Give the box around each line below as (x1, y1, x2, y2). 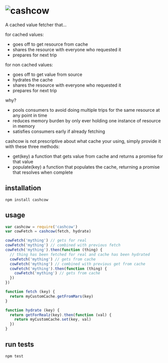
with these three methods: (5, 143, 60, 150)
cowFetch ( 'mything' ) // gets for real (5, 238, 87, 243)
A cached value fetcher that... (5, 22, 67, 28)
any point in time (12, 112, 47, 118)
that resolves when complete (12, 169, 73, 175)
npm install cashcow (5, 197, 49, 202)
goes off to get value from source (12, 71, 82, 78)
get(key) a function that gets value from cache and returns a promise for (12, 153, 163, 159)
